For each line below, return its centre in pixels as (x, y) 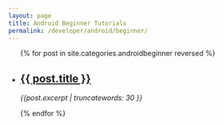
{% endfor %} (43, 114)
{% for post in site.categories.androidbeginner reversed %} (117, 54)
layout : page (30, 16)
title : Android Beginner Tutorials (68, 23)
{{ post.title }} (56, 78)
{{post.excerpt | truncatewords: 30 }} (81, 98)
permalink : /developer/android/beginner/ (78, 30)
